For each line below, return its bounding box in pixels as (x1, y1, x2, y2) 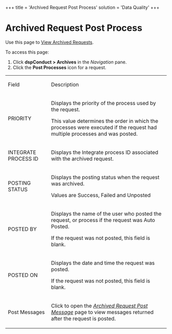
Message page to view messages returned (51, 308, 154, 316)
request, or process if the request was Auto (51, 216, 155, 224)
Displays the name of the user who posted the (51, 210, 162, 217)
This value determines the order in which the (51, 117, 159, 124)
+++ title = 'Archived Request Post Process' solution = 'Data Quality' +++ (5, 5, 160, 10)
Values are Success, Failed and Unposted (51, 191, 151, 198)
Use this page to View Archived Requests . (5, 39, 94, 45)
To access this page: (5, 49, 49, 55)
